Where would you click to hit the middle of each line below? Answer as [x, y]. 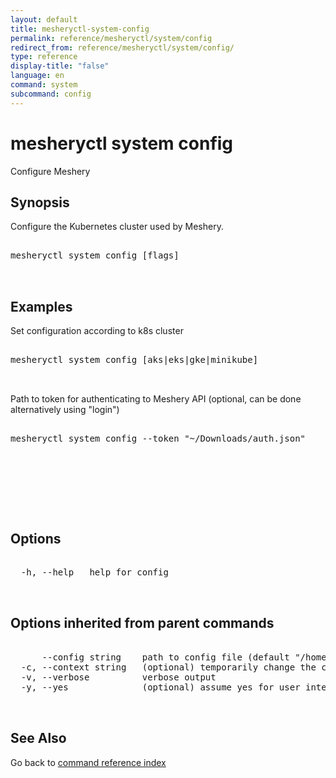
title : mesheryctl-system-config [80, 29]
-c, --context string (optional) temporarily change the [168, 667]
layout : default [44, 19]
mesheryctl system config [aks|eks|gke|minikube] [134, 360]
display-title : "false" [60, 66]
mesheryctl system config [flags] [95, 255]
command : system [44, 85]
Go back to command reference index [88, 762]
